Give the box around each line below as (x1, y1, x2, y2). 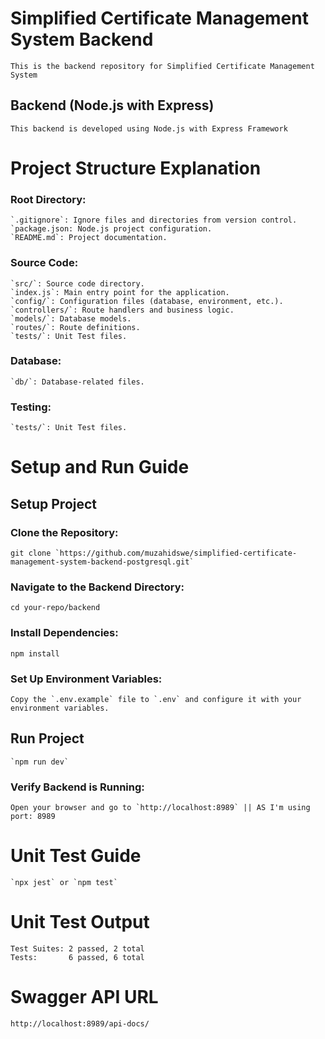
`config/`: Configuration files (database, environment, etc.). (10, 296, 284, 306)
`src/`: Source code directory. (10, 278, 145, 289)
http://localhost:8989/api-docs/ (10, 1018, 150, 1029)
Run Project (10, 730, 85, 747)
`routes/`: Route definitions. (10, 322, 141, 332)
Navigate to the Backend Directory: (10, 580, 185, 594)
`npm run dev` (10, 757, 70, 767)
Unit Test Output (10, 911, 150, 934)
